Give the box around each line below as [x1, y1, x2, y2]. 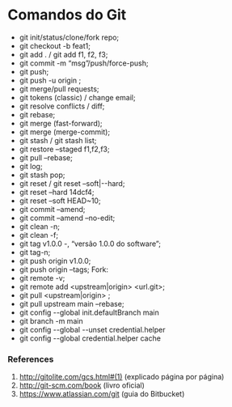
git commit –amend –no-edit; [19, 213, 116, 223]
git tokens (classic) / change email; [19, 92, 136, 102]
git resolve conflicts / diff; [19, 101, 105, 111]
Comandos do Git [7, 6, 127, 24]
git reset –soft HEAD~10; [19, 196, 102, 206]
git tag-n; [19, 247, 51, 256]
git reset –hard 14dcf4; [19, 187, 95, 197]
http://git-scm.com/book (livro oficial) [19, 380, 145, 390]
